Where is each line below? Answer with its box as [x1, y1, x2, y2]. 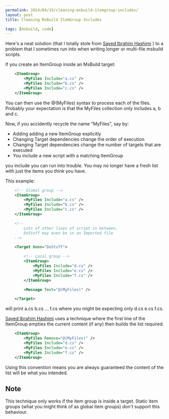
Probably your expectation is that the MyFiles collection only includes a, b [5, 105, 161, 111]
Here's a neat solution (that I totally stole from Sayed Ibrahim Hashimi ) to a [5, 41, 164, 47]
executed [12, 147, 33, 153]
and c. [5, 111, 19, 117]
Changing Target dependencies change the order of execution [12, 136, 145, 142]
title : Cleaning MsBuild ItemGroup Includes [5, 17, 102, 22]
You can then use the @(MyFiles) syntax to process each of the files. [5, 100, 151, 106]
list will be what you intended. [5, 370, 68, 376]
